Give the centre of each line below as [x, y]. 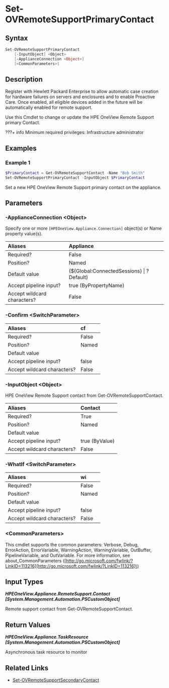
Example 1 [18, 163]
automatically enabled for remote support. [49, 108]
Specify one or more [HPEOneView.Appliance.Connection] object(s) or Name [83, 228]
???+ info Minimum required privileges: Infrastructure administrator [75, 132]
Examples [21, 148]
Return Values [28, 625]
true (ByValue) [97, 441]
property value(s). [24, 234]
